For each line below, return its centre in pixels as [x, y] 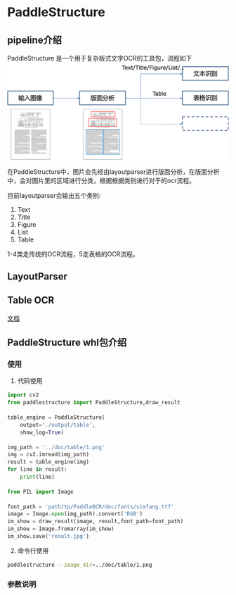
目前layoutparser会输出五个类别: [54, 195]
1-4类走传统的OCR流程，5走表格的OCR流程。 [73, 253]
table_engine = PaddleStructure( [56, 418]
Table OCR [31, 300]
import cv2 [23, 395]
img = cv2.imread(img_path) [48, 455]
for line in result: [38, 470]
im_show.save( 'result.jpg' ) [48, 537]
